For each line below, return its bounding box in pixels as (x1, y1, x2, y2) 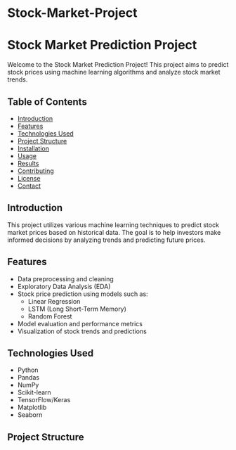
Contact (17, 181, 41, 190)
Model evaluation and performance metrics (17, 319, 143, 328)
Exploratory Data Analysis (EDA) (17, 282, 111, 290)
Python (17, 366, 39, 374)
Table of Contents (7, 96, 88, 108)
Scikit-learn (17, 388, 51, 397)
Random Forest (27, 311, 72, 321)
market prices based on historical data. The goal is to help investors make (7, 228, 221, 236)
